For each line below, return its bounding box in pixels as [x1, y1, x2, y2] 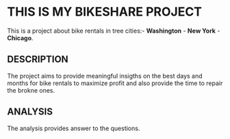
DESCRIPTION [7, 54, 68, 65]
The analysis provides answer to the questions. [7, 124, 140, 132]
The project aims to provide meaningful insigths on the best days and [7, 72, 203, 80]
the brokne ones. [7, 86, 55, 94]
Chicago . [7, 33, 34, 42]
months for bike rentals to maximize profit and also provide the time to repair [7, 79, 223, 87]
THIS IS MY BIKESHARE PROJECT [7, 4, 203, 20]
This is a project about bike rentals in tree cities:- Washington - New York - [7, 27, 220, 35]
